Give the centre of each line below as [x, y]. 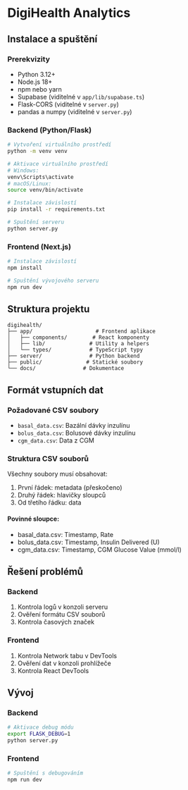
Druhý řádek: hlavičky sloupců [62, 495]
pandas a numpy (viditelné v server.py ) [75, 111]
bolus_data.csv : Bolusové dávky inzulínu [76, 433]
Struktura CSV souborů [48, 459]
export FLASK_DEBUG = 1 [39, 734]
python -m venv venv [38, 152]
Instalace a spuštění [52, 39]
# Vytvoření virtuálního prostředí [59, 145]
